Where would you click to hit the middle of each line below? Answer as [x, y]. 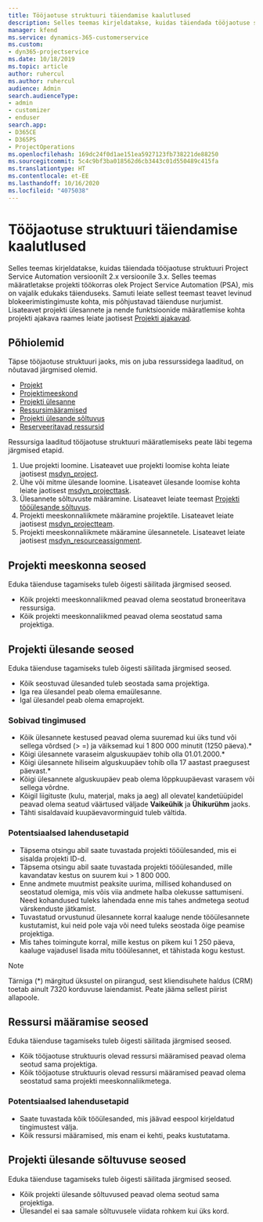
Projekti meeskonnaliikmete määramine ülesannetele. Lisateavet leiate [132, 532]
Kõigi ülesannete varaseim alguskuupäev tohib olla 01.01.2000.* [122, 754]
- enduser [24, 118]
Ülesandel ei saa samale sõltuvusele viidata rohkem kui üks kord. [124, 1211]
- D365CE [22, 132]
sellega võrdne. [44, 788]
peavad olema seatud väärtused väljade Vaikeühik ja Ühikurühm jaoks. [135, 804]
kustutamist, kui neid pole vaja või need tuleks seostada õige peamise [132, 925]
